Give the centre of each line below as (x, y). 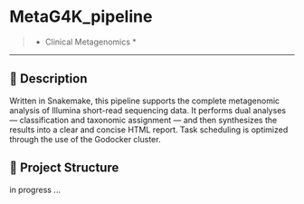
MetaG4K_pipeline (81, 17)
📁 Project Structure (64, 168)
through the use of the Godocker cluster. (85, 139)
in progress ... (35, 189)
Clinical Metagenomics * (91, 42)
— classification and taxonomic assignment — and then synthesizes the (143, 120)
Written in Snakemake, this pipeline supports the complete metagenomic (145, 101)
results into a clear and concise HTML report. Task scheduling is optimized (149, 130)
